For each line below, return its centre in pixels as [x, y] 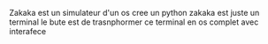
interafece [28, 31]
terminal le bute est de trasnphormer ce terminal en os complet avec [134, 22]
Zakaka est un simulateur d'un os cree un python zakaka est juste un [134, 13]
